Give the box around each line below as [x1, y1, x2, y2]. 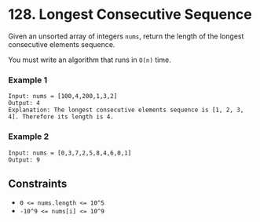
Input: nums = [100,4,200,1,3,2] [8, 93, 118, 100]
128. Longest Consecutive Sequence [8, 5, 253, 24]
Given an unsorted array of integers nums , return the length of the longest [8, 31, 244, 41]
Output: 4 [8, 100, 41, 107]
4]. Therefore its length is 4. [8, 113, 114, 121]
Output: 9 [8, 155, 41, 164]
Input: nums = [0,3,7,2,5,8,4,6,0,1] [8, 149, 132, 157]
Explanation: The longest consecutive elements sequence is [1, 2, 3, [8, 106, 244, 115]
